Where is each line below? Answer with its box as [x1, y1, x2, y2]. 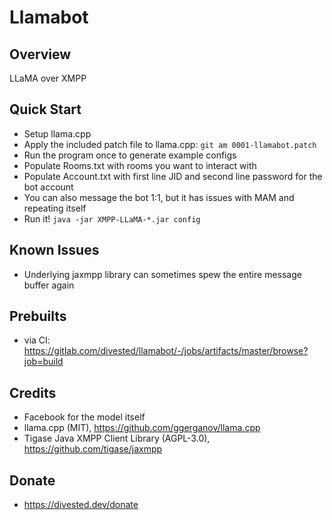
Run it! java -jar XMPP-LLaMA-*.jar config [23, 212, 201, 225]
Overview [9, 46, 72, 63]
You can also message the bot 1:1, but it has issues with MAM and [23, 191, 295, 203]
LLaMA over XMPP [9, 72, 87, 84]
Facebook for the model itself [23, 411, 146, 423]
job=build [23, 356, 64, 368]
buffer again [23, 279, 75, 291]
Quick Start [9, 101, 82, 118]
